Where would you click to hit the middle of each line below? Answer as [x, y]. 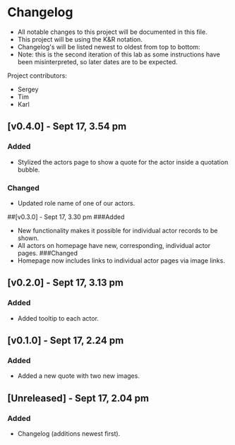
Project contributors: [37, 76]
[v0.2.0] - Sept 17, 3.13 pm [65, 283]
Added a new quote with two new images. [78, 376]
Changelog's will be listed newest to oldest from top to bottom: [109, 47]
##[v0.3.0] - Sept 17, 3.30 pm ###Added [66, 217]
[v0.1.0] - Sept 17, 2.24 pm [66, 340]
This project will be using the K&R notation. [80, 39]
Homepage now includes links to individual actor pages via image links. [121, 260]
